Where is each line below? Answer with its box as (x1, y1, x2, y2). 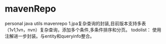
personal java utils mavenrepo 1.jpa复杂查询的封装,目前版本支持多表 (5, 20, 146, 26)
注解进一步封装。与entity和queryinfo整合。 (5, 33, 95, 39)
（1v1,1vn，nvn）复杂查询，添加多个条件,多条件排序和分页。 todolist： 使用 (5, 26, 161, 33)
